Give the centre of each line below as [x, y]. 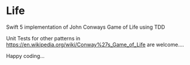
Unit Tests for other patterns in [43, 38]
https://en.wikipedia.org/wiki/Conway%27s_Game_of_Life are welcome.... [95, 45]
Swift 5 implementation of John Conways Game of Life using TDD [86, 27]
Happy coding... [26, 56]
